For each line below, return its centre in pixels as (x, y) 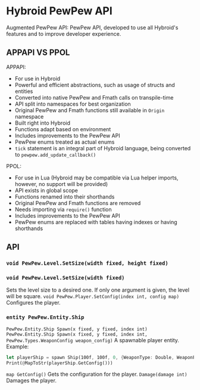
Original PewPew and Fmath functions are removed (78, 203)
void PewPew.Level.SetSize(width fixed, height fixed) (87, 263)
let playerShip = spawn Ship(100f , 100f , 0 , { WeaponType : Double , (90, 357)
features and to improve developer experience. (64, 33)
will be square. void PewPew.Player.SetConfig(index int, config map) (93, 296)
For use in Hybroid (37, 78)
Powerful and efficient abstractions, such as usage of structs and (95, 85)
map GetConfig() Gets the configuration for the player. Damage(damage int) (97, 374)
